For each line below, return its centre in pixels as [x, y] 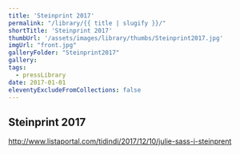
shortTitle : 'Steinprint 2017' [60, 30]
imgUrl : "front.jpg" [43, 45]
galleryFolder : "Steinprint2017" [64, 53]
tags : [17, 68]
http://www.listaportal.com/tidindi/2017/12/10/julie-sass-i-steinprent [120, 141]
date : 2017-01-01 [37, 82]
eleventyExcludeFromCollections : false [75, 90]
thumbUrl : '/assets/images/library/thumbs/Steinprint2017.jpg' [116, 38]
